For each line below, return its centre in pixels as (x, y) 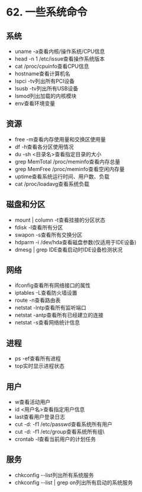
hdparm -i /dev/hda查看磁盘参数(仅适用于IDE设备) (75, 242)
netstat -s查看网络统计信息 (47, 323)
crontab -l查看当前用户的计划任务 (55, 439)
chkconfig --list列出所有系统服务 (54, 475)
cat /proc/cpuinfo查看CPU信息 (52, 66)
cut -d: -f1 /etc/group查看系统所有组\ (59, 432)
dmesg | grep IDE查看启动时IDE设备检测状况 (69, 250)
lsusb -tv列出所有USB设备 (46, 89)
